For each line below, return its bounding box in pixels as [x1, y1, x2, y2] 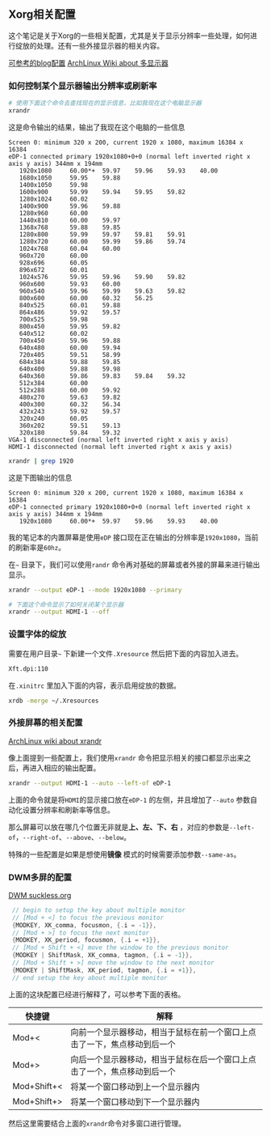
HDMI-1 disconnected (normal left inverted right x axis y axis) [8, 443, 232, 451]
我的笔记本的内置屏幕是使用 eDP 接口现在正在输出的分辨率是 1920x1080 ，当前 [8, 532, 259, 542]
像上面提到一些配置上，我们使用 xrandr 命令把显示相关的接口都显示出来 [8, 752, 244, 762]
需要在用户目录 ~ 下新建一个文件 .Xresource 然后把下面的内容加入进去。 [8, 648, 244, 658]
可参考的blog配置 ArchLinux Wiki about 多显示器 [8, 57, 169, 67]
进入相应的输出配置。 [29, 763, 101, 773]
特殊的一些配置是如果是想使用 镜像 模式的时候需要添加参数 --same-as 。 [8, 849, 241, 859]
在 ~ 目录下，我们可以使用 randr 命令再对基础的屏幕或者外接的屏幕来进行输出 [8, 559, 261, 569]
